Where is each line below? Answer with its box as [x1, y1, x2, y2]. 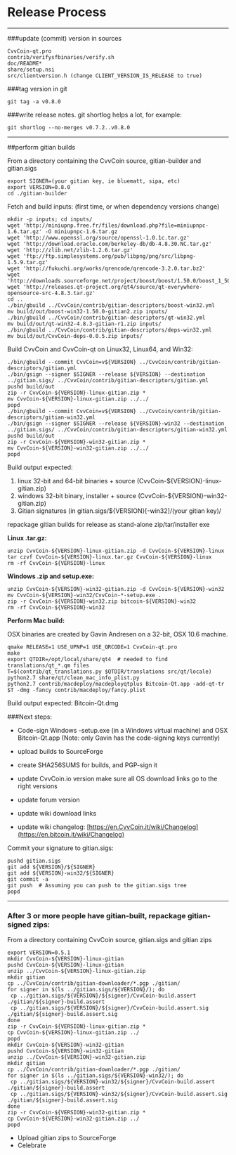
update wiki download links [17, 809, 97, 817]
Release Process [7, 4, 107, 20]
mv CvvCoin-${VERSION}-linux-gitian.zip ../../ [7, 395, 150, 403]
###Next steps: [7, 712, 53, 721]
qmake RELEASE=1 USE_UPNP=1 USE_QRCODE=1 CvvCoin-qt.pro [7, 644, 178, 651]
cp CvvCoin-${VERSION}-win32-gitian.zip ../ [7, 1115, 140, 1123]
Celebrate [17, 1141, 47, 1149]
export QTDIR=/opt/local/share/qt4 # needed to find [7, 655, 169, 663]
